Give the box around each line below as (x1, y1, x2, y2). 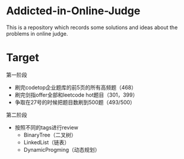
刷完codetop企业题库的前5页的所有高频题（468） (14, 84, 137, 91)
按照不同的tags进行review (14, 123, 78, 131)
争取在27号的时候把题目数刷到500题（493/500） (14, 98, 135, 106)
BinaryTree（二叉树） (23, 131, 77, 138)
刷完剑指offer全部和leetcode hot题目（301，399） (14, 91, 138, 98)
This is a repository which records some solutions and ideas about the (6, 24, 178, 31)
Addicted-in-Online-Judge (6, 4, 141, 18)
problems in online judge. (6, 30, 68, 37)
